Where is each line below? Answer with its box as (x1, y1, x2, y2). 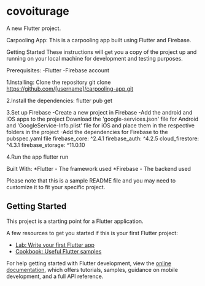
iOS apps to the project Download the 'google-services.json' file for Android (6, 115, 199, 122)
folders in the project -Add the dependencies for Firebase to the (6, 128, 168, 135)
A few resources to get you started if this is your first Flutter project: (6, 229, 178, 236)
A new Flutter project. (6, 24, 61, 32)
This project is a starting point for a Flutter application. (6, 217, 144, 225)
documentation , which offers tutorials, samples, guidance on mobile (6, 266, 178, 273)
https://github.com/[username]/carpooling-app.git (6, 85, 134, 92)
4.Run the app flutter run (6, 153, 69, 160)
